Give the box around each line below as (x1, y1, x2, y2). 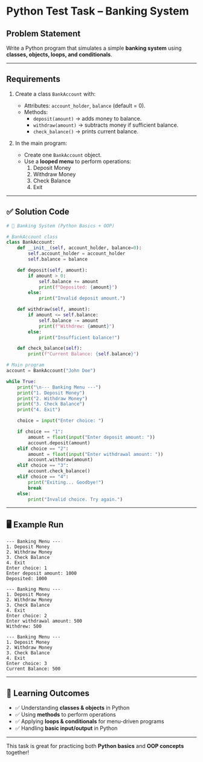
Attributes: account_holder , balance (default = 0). (24, 102, 146, 109)
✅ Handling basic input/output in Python (14, 724, 118, 732)
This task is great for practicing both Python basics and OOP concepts (6, 743, 184, 749)
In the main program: (14, 139, 68, 147)
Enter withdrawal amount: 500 (6, 618, 83, 624)
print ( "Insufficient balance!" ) (38, 335, 120, 341)
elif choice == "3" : (17, 463, 69, 469)
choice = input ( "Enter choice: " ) (17, 418, 104, 424)
